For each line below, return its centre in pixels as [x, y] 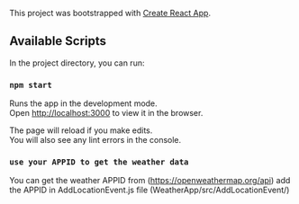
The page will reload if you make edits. [81, 130]
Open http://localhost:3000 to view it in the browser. [106, 113]
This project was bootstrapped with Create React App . [110, 13]
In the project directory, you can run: [77, 63]
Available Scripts [58, 41]
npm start [31, 85]
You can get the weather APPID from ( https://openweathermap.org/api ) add [150, 181]
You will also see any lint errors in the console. [95, 140]
